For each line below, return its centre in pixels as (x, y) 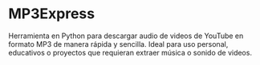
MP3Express (51, 14)
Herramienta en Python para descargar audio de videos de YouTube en (126, 36)
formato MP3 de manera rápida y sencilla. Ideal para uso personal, (118, 44)
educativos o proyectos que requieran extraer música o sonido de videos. (130, 52)
